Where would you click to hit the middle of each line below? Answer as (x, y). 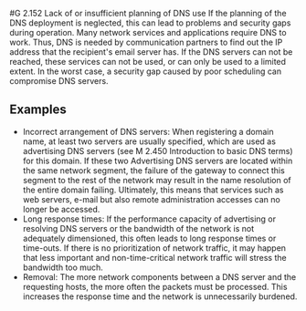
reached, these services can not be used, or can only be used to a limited (148, 62)
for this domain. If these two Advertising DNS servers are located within (158, 161)
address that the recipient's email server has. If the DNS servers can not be (151, 52)
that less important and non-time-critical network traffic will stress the (154, 257)
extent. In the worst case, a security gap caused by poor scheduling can (145, 71)
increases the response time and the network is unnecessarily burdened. (160, 296)
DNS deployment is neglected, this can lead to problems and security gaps (150, 23)
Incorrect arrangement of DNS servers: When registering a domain (148, 131)
